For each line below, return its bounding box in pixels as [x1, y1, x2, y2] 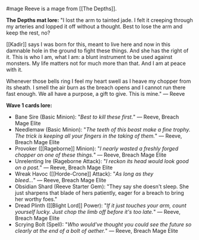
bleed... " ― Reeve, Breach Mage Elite [14, 177, 107, 183]
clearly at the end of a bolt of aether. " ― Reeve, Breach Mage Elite [14, 227, 178, 234]
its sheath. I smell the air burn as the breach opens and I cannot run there [6, 84, 186, 91]
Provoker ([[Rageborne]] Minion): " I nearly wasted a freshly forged [14, 145, 179, 152]
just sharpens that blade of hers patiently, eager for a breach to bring [14, 189, 184, 196]
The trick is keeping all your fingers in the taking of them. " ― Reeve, [14, 132, 182, 139]
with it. [6, 66, 23, 73]
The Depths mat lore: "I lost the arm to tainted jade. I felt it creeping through [6, 17, 193, 23]
